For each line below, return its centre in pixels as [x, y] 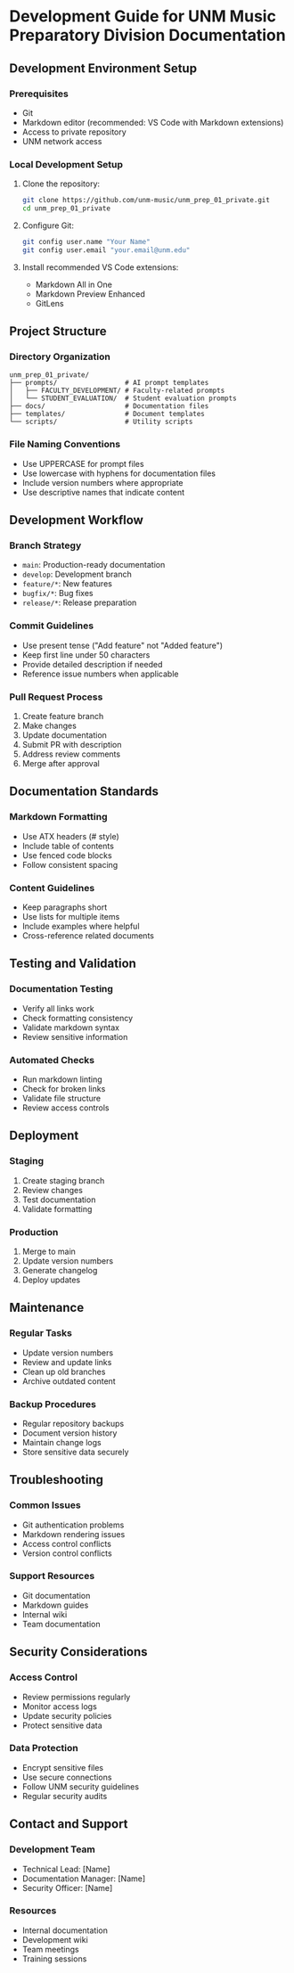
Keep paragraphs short [65, 907]
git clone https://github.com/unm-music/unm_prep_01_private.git [146, 201]
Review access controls [65, 1108]
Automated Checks [52, 1060]
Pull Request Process [56, 697]
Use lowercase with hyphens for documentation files [119, 473]
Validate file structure [61, 1098]
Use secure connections [67, 1777]
